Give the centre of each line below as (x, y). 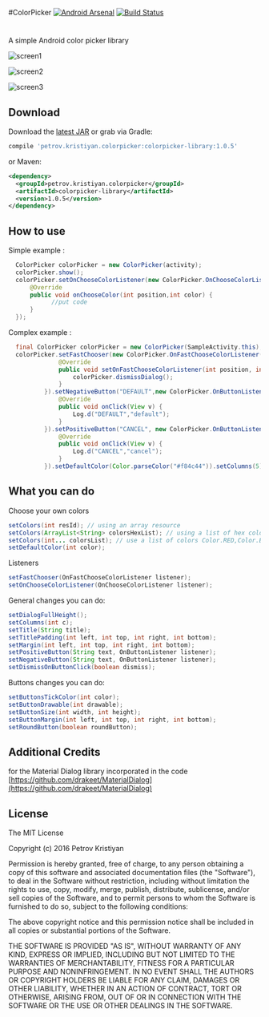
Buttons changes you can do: (57, 682)
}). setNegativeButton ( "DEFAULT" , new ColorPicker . (128, 392)
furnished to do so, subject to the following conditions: (98, 906)
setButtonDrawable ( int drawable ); (66, 704)
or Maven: (25, 161)
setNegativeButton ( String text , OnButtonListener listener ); (112, 660)
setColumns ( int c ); (41, 622)
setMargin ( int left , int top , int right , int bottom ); (102, 645)
